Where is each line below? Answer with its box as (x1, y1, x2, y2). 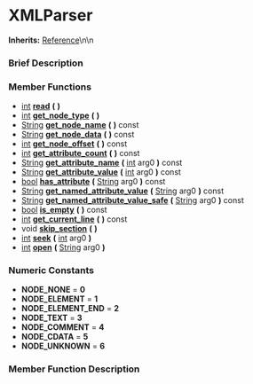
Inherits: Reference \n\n (8, 35, 94, 45)
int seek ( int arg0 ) (20, 232, 92, 244)
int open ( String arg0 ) (20, 242, 106, 253)
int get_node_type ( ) (20, 110, 100, 121)
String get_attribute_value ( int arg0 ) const (20, 167, 181, 177)
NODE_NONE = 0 (20, 285, 86, 295)
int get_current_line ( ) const (20, 214, 128, 224)
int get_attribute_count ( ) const (20, 148, 140, 159)
